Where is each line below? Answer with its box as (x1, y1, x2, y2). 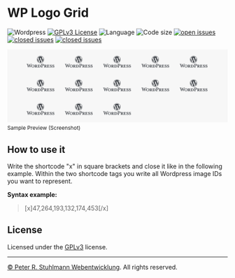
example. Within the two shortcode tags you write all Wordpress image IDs (7, 170, 222, 178)
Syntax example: (7, 191, 57, 199)
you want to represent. (7, 177, 73, 186)
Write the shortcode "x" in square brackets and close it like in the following (7, 162, 222, 170)
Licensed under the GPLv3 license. (7, 242, 108, 251)
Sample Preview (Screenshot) (7, 124, 81, 132)
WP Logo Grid (7, 5, 90, 21)
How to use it (7, 143, 66, 155)
